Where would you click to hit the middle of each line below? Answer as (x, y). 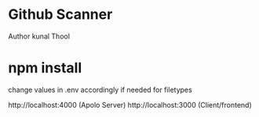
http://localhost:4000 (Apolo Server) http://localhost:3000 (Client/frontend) (130, 104)
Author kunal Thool (39, 36)
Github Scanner (60, 15)
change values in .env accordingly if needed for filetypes (100, 90)
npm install (45, 68)
